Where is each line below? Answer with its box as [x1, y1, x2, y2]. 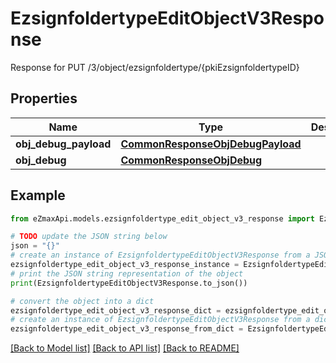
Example [10, 187, 66, 204]
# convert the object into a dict [10, 296, 155, 306]
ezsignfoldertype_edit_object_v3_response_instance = [10, 260, 240, 270]
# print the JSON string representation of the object [10, 268, 244, 279]
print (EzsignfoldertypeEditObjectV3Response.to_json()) [10, 278, 248, 288]
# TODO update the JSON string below [10, 232, 168, 242]
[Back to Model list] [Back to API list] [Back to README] [10, 342, 240, 354]
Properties [10, 90, 78, 107]
